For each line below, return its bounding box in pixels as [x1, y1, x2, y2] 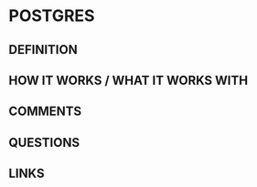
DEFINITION [8, 42, 79, 57]
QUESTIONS [8, 134, 80, 151]
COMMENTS [8, 104, 82, 119]
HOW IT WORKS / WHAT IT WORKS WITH [8, 72, 249, 88]
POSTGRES [8, 5, 95, 26]
